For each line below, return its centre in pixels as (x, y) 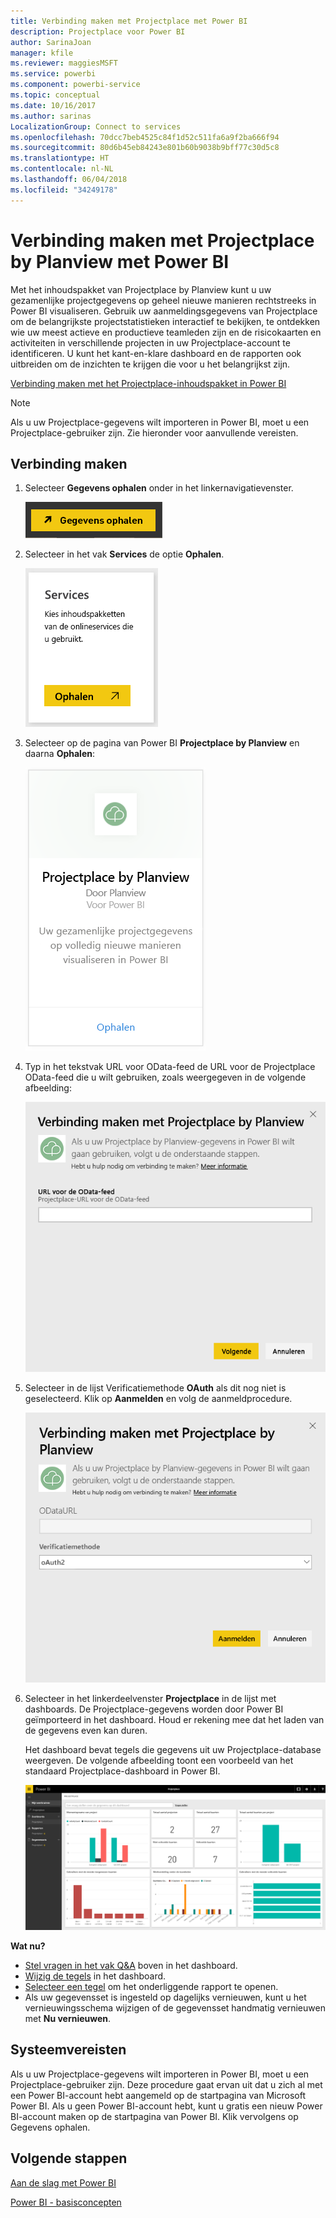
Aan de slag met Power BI (63, 2182)
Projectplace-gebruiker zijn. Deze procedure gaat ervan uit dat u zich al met (166, 2084)
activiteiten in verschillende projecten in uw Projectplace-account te (150, 342)
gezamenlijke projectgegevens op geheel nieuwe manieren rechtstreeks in (163, 300)
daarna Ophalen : (60, 754)
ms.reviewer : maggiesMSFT (64, 63)
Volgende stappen (69, 2158)
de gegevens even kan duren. (86, 1730)
